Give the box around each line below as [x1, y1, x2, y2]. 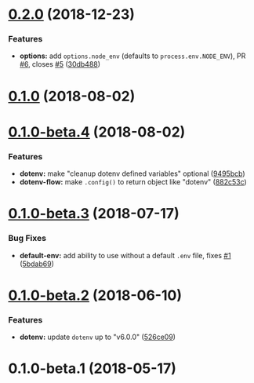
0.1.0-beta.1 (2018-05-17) [8, 359, 176, 378]
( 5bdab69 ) [19, 259, 55, 268]
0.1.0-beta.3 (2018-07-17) [8, 205, 180, 223]
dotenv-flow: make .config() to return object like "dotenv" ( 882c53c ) [19, 177, 247, 187]
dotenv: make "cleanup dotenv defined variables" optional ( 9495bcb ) [19, 169, 245, 178]
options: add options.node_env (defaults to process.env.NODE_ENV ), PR [19, 51, 246, 60]
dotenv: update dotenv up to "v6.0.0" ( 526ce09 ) [19, 332, 176, 342]
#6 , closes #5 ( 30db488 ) [19, 60, 100, 69]
